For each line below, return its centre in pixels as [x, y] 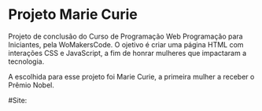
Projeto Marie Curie [73, 15]
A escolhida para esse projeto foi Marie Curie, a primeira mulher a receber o [131, 76]
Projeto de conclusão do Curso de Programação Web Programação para [125, 36]
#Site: [18, 100]
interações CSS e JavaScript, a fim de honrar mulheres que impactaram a [127, 53]
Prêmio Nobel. [31, 85]
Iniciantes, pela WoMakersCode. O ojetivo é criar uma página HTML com [126, 44]
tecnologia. [26, 61]
